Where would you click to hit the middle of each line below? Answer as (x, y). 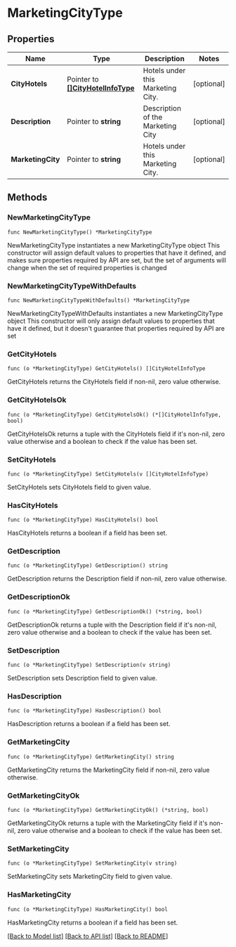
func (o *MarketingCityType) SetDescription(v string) (89, 665)
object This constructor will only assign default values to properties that (111, 321)
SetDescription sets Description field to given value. (83, 678)
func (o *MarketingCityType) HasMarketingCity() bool (88, 909)
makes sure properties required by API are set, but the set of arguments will (117, 260)
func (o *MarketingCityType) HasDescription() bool (84, 711)
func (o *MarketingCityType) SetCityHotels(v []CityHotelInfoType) (108, 474)
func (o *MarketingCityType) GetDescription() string (88, 566)
